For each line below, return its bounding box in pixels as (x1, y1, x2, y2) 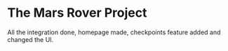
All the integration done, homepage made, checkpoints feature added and (7, 28, 221, 36)
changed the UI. (7, 35, 54, 43)
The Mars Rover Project (7, 5, 147, 21)
